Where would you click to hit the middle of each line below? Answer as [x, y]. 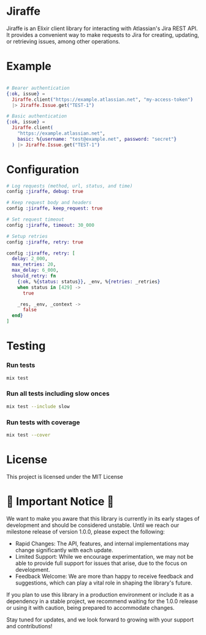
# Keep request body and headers [49, 203]
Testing [26, 346]
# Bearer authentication [38, 88]
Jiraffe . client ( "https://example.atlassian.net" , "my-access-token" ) [102, 100]
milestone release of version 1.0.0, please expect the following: [86, 531]
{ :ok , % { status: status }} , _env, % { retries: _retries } [89, 282]
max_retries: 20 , [34, 265]
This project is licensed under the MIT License [65, 476]
